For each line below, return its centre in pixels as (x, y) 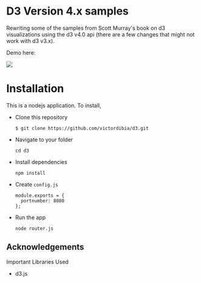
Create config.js (37, 184)
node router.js (34, 228)
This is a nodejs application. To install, (54, 105)
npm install (30, 173)
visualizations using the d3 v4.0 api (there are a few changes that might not (101, 34)
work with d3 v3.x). (30, 41)
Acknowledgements (45, 247)
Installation (35, 89)
